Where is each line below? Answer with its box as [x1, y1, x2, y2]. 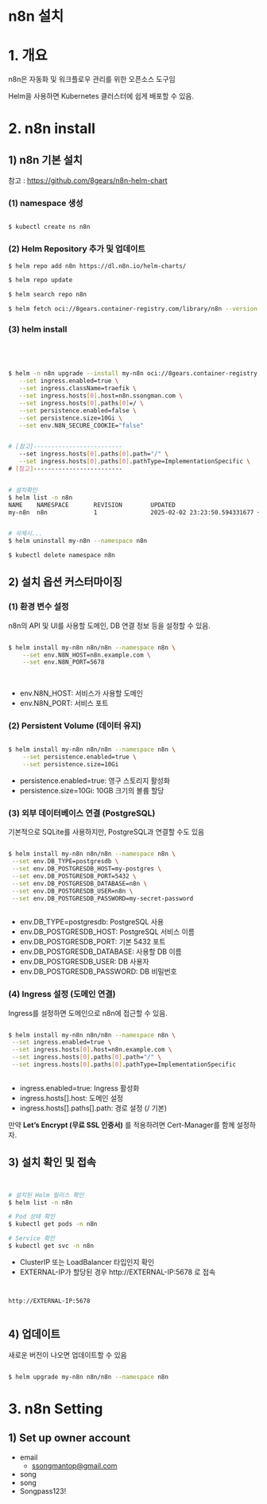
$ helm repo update [8, 276, 73, 285]
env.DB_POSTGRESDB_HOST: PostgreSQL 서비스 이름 [19, 927, 195, 936]
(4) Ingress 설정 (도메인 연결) [8, 989, 117, 1000]
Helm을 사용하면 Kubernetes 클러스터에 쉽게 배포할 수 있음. [8, 91, 195, 101]
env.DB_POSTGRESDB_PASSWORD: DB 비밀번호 [19, 967, 177, 976]
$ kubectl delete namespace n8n [8, 552, 115, 560]
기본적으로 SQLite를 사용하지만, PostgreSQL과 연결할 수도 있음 [8, 828, 205, 837]
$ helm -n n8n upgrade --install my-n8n [8, 370, 145, 378]
